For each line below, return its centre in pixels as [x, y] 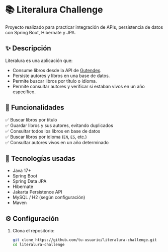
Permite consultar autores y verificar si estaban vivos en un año [78, 86]
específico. [24, 92]
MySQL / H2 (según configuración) [49, 198]
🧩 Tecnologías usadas [40, 159]
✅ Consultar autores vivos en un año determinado [57, 142]
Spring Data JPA [29, 181]
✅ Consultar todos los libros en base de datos [53, 131]
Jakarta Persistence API [37, 192]
